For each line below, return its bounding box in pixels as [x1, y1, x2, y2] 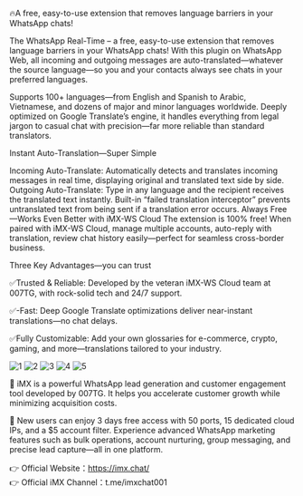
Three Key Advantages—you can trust [9, 260, 152, 270]
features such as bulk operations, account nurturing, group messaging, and [9, 434, 291, 445]
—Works [9, 213, 43, 224]
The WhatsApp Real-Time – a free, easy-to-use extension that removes [9, 35, 275, 46]
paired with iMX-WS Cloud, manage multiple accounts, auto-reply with [9, 223, 272, 234]
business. [9, 242, 45, 253]
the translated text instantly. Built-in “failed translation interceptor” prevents [9, 194, 291, 205]
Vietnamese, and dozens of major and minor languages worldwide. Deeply [9, 102, 288, 112]
